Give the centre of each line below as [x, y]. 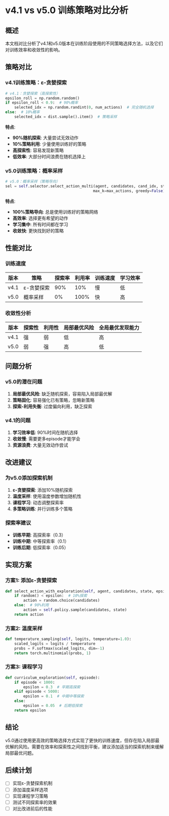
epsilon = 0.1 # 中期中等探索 [54, 696]
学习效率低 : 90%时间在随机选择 [45, 432]
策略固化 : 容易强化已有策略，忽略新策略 [53, 400]
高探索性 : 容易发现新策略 [38, 150]
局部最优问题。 [21, 753]
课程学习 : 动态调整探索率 [38, 502]
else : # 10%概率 [23, 112]
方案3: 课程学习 [24, 667]
